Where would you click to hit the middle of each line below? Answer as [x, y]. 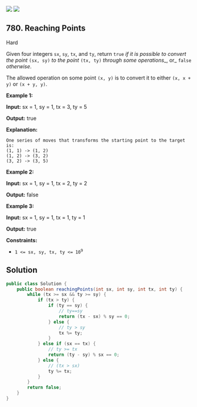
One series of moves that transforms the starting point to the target [96, 140]
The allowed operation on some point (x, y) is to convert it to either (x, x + [98, 78]
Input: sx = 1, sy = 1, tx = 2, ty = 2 [47, 183]
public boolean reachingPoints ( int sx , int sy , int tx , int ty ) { [100, 289]
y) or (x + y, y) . [27, 84]
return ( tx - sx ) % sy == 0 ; [94, 316]
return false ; [44, 388]
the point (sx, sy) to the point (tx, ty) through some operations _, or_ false [99, 60]
